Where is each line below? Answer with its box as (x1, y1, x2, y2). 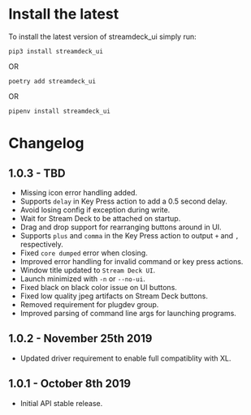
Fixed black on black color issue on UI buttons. (19, 282, 177, 292)
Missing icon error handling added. (19, 187, 138, 197)
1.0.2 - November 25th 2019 (8, 332, 153, 345)
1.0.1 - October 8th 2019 (8, 377, 132, 391)
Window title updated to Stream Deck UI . (19, 265, 156, 275)
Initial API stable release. (19, 398, 103, 408)
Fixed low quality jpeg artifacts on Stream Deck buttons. (19, 291, 209, 301)
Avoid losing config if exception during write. (19, 204, 171, 215)
